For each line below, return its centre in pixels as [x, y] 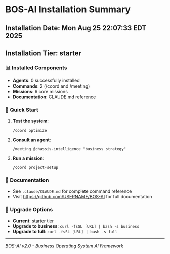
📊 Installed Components [36, 68]
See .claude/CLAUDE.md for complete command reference [72, 191]
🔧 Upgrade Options [29, 209]
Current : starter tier [33, 221]
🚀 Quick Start [22, 110]
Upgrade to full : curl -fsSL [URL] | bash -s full [65, 232]
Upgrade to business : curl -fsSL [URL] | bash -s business [76, 226]
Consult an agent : [32, 140]
